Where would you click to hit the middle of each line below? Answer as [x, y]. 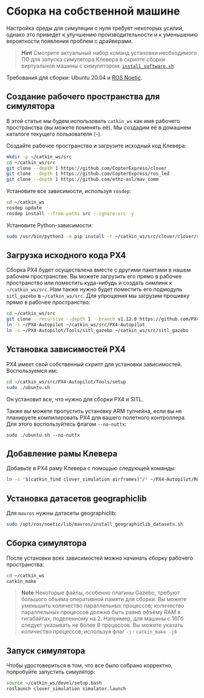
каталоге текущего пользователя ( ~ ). [54, 134]
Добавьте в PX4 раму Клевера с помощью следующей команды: [91, 468]
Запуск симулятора [46, 651]
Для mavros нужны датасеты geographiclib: [62, 513]
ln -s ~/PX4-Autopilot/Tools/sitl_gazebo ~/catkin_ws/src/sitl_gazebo [97, 331]
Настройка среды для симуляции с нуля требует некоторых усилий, [95, 28]
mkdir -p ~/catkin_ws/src [39, 157]
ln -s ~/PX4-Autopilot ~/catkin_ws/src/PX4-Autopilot [76, 325]
